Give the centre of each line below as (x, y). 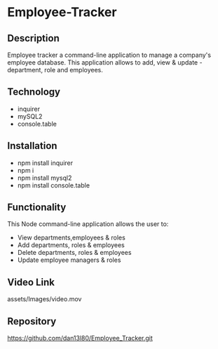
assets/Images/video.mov (45, 299)
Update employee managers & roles (69, 260)
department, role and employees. (55, 70)
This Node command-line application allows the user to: (88, 224)
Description (33, 38)
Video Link (31, 282)
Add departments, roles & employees (71, 245)
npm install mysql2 (45, 178)
